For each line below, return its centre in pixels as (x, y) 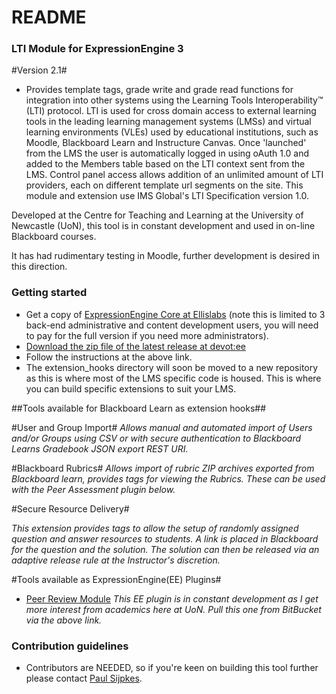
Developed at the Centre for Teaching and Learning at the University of (157, 215)
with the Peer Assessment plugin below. (93, 489)
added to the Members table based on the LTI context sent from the (165, 164)
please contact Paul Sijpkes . (84, 678)
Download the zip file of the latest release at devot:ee (135, 346)
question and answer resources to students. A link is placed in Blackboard (165, 538)
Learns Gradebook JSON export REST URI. (100, 448)
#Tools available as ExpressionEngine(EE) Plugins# (116, 579)
